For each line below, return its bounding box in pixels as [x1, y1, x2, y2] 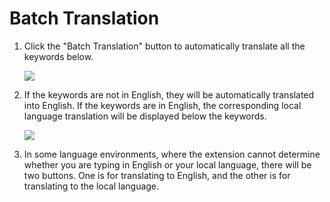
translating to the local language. [23, 180, 160, 192]
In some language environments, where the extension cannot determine [23, 148, 321, 160]
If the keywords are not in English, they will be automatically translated [23, 88, 315, 101]
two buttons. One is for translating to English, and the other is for [23, 169, 291, 181]
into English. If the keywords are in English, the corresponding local [23, 99, 302, 111]
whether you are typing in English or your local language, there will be [23, 158, 312, 171]
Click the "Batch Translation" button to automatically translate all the [23, 40, 306, 52]
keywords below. [23, 50, 94, 62]
